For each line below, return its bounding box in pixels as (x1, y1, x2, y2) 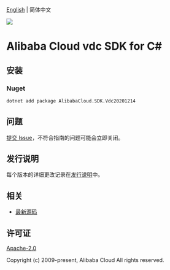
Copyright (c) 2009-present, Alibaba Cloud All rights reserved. (6, 256, 164, 263)
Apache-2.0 (6, 245, 37, 252)
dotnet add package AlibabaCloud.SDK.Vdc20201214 (6, 98, 136, 104)
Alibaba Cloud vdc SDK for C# (6, 39, 163, 53)
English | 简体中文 (6, 6, 52, 13)
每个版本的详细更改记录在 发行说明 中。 (6, 171, 103, 179)
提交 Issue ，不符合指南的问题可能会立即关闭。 (6, 134, 124, 141)
